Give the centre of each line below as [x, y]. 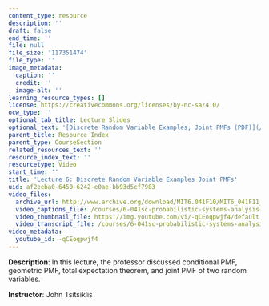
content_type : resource [48, 16]
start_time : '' [34, 172]
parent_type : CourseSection [55, 142]
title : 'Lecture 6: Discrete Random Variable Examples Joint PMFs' [123, 180]
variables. [24, 279]
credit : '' [34, 83]
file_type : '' [32, 61]
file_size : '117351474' [48, 53]
